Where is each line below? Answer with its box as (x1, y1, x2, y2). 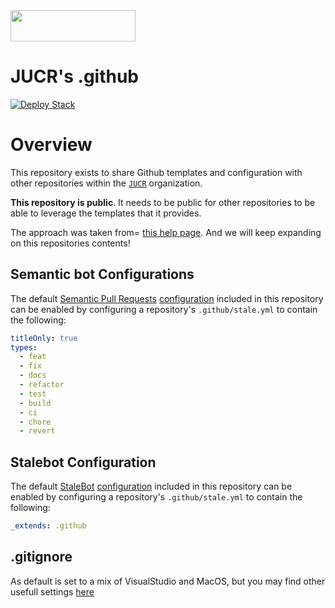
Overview (10, 134, 93, 156)
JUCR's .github (10, 65, 140, 88)
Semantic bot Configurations (10, 266, 195, 283)
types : (10, 342, 38, 353)
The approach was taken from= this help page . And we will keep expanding (10, 226, 322, 238)
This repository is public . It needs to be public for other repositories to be (10, 196, 316, 208)
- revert (19, 426, 56, 436)
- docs (19, 370, 47, 381)
